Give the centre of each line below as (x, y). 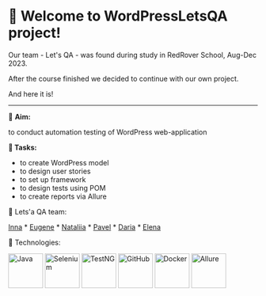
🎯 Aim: (19, 116)
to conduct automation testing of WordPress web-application (108, 132)
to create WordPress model (64, 162)
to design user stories (55, 171)
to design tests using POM (63, 188)
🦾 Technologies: (34, 242)
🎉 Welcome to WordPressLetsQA (118, 16)
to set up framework (53, 179)
